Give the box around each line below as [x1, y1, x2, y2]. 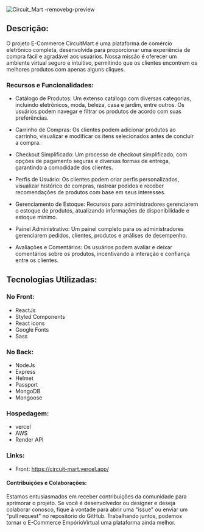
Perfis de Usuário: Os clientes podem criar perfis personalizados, [15, 176, 180, 183]
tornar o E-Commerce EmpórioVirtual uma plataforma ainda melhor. [6, 519, 176, 526]
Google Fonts [15, 326, 49, 333]
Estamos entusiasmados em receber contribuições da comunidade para [6, 492, 187, 500]
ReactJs [15, 306, 36, 314]
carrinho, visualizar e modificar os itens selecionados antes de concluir [15, 133, 194, 140]
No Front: [6, 293, 35, 301]
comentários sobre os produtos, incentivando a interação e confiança [15, 250, 191, 258]
